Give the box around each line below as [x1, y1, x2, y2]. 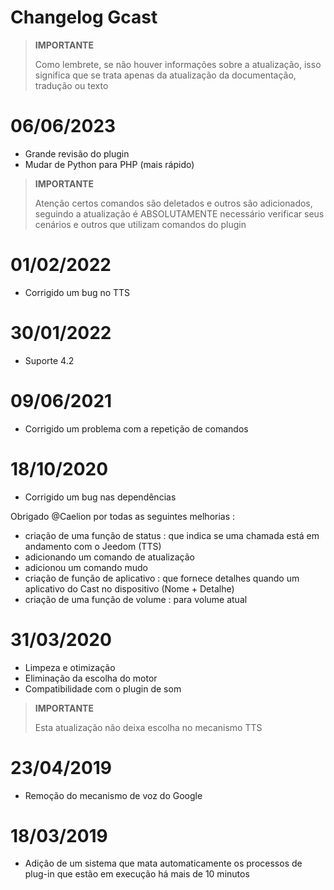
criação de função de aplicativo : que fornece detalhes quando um [24, 572, 300, 584]
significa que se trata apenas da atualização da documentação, [34, 69, 297, 81]
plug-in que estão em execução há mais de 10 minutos [24, 868, 250, 880]
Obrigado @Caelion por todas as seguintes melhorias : [10, 510, 236, 522]
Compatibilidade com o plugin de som [24, 682, 182, 695]
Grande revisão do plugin [24, 147, 130, 160]
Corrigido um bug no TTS [24, 286, 131, 298]
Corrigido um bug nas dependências [24, 491, 177, 503]
